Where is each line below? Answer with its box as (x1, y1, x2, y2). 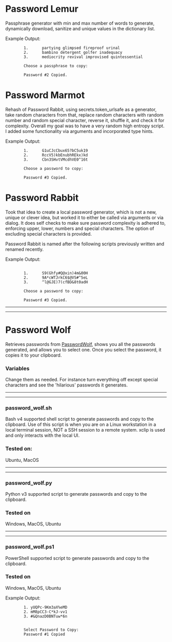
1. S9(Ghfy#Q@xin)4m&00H (24, 270, 88, 276)
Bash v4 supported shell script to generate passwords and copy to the (5, 416, 154, 422)
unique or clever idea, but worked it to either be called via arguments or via (5, 214, 164, 221)
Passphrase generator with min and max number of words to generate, (5, 20, 155, 26)
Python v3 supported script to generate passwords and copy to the (5, 491, 147, 497)
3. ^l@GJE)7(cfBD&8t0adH (24, 279, 88, 285)
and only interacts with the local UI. (5, 432, 80, 439)
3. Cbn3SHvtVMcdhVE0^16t (24, 157, 88, 162)
